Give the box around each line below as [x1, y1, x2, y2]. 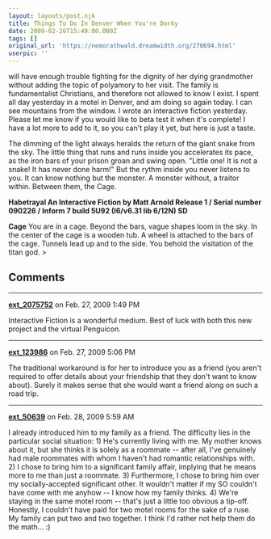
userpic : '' [8, 49, 48, 57]
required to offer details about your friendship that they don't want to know [8, 371, 257, 381]
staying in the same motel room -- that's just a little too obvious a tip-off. [8, 496, 249, 506]
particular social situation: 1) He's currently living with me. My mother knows [8, 436, 262, 445]
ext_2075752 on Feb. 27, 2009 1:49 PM [8, 300, 140, 310]
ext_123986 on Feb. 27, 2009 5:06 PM [8, 347, 135, 356]
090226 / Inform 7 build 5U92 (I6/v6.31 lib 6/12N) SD [8, 206, 188, 215]
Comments [8, 271, 65, 284]
